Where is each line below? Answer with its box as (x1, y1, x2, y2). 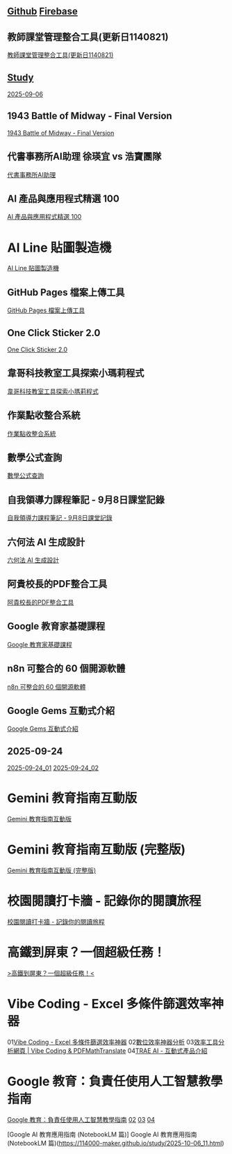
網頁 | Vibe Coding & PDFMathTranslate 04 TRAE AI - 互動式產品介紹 (13, 1046, 208, 1055)
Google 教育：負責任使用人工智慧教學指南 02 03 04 (7, 1115, 155, 1123)
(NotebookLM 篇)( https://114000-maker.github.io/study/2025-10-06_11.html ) (7, 1139, 224, 1147)
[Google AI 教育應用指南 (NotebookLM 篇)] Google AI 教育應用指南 (7, 1130, 197, 1139)
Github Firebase (7, 6, 78, 17)
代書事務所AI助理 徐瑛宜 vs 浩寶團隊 (7, 151, 162, 162)
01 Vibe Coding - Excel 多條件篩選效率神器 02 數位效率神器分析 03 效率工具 (7, 1038, 219, 1046)
